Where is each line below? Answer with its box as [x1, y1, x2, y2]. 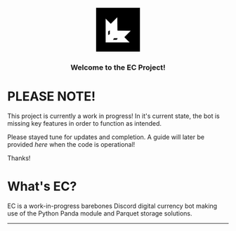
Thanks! [7, 154, 31, 162]
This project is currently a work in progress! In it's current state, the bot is [7, 112, 220, 120]
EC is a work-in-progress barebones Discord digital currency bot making [7, 202, 218, 210]
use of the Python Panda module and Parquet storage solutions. [7, 209, 192, 218]
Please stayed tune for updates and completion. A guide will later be [7, 133, 205, 141]
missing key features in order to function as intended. [7, 119, 162, 127]
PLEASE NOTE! [7, 88, 96, 105]
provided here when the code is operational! [7, 140, 136, 148]
